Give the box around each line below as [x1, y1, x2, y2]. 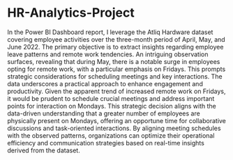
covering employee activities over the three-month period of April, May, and [7, 35, 225, 43]
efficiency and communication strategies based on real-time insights [7, 138, 204, 147]
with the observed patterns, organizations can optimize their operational [7, 131, 215, 140]
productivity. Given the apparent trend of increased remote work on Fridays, [7, 87, 226, 95]
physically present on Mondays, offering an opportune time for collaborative [7, 116, 227, 125]
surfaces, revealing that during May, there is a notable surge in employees [7, 57, 220, 65]
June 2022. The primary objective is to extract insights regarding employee [7, 42, 224, 51]
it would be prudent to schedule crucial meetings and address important [7, 94, 215, 102]
